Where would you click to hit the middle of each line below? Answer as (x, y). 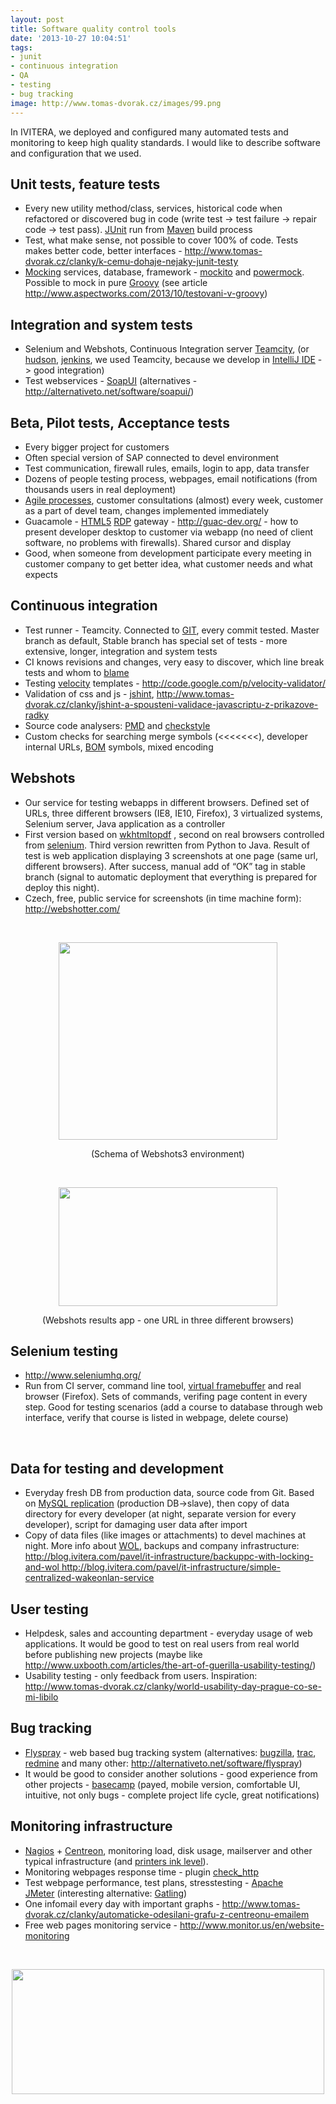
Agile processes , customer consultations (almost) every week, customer (174, 500)
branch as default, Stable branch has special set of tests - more (156, 640)
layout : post (37, 19)
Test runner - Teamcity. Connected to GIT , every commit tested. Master (172, 630)
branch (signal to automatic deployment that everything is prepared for (171, 877)
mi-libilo (41, 1697)
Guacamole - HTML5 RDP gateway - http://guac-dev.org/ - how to (161, 521)
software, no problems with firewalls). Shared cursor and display (158, 542)
